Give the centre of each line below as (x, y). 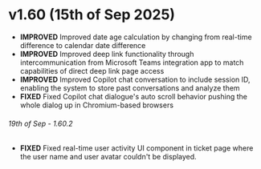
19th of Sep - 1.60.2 (41, 123)
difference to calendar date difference (83, 45)
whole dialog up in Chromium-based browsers (97, 105)
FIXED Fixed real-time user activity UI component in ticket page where (137, 148)
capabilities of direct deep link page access (92, 70)
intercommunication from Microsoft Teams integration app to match (132, 62)
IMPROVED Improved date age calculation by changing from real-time (136, 37)
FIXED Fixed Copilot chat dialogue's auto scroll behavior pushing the (133, 96)
